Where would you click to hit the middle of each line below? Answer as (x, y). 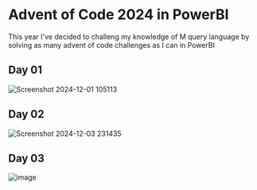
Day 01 (25, 70)
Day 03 (27, 158)
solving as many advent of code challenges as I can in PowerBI (112, 45)
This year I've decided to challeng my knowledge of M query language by (129, 37)
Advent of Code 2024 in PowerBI (119, 15)
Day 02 (27, 114)
